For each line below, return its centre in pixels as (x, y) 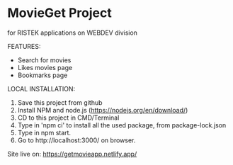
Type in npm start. (44, 132)
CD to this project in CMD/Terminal (68, 118)
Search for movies (44, 60)
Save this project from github (60, 102)
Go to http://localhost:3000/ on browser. (76, 140)
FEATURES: (24, 46)
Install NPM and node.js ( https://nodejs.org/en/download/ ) (103, 110)
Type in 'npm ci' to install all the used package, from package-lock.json (122, 125)
